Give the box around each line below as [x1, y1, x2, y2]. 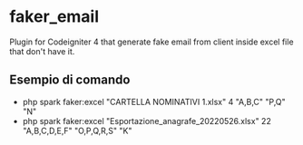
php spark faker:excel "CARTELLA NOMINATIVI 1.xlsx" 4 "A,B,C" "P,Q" [22, 96, 286, 107]
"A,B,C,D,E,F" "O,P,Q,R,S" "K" [22, 125, 132, 136]
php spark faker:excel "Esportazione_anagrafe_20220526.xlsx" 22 [22, 115, 272, 126]
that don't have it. [9, 45, 75, 56]
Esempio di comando [9, 72, 131, 88]
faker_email [9, 6, 100, 27]
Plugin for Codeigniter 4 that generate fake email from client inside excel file [9, 36, 294, 47]
